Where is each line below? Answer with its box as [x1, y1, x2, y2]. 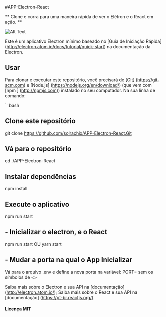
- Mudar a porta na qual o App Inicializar [5, 256, 133, 264]
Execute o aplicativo [5, 200, 70, 209]
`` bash [5, 102, 20, 108]
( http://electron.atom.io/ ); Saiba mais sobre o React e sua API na [5, 289, 138, 295]
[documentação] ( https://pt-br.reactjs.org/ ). [5, 294, 95, 300]
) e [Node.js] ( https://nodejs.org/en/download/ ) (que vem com [24, 82, 152, 88]
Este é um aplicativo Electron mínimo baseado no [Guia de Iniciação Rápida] [5, 38, 162, 44]
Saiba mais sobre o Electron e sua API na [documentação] [5, 284, 125, 290]
